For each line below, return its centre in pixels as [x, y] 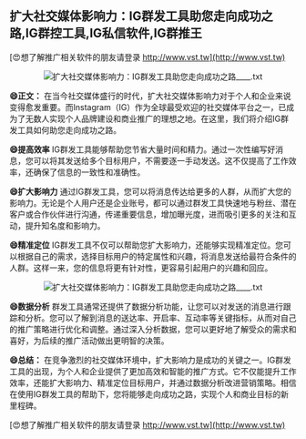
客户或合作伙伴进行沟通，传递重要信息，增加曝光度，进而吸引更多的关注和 [149, 214]
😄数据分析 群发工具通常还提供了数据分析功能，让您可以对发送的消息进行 [147, 306]
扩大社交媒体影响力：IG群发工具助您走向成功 [135, 16]
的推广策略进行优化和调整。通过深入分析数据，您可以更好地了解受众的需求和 [153, 329]
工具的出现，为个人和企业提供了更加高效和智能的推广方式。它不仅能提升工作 [153, 371]
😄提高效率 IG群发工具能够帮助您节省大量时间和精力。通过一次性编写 [138, 149]
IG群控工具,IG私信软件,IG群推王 [114, 33]
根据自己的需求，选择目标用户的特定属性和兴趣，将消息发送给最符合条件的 [157, 256]
